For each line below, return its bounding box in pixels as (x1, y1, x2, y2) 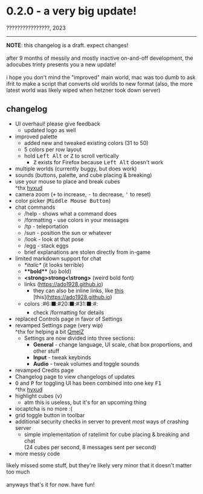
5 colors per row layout (24, 146, 82, 153)
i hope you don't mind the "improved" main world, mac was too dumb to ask (6, 74, 196, 81)
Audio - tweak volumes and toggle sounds (33, 360, 140, 367)
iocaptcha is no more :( (14, 405, 72, 412)
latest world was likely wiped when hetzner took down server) (6, 86, 161, 94)
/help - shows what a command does (24, 210, 117, 217)
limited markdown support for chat (14, 255, 101, 262)
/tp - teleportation (24, 222, 68, 230)
